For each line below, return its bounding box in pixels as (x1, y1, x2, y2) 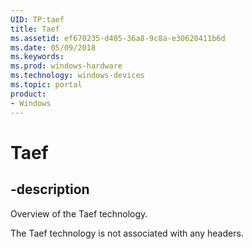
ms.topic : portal (10, 80, 83, 90)
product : (10, 89, 47, 99)
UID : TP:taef (10, 14, 65, 25)
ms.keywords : (10, 52, 65, 62)
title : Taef (10, 24, 60, 34)
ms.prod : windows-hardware (10, 61, 123, 71)
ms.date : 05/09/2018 (10, 42, 97, 53)
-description (10, 181, 90, 198)
